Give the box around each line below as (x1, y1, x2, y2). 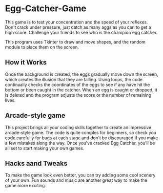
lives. (5, 97, 16, 103)
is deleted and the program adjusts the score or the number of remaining (5, 92, 151, 98)
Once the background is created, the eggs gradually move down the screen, (5, 71, 159, 77)
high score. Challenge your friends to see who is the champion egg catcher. (5, 29, 158, 35)
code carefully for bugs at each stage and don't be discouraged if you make (5, 135, 158, 141)
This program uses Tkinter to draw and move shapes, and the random (5, 39, 145, 44)
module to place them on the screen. (5, 44, 79, 50)
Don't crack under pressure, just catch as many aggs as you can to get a (5, 24, 151, 30)
